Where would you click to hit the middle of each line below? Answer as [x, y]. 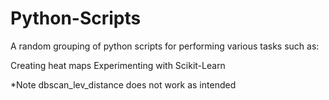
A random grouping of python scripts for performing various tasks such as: [165, 46]
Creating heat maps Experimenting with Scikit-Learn [118, 65]
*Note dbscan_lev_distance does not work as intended [123, 84]
